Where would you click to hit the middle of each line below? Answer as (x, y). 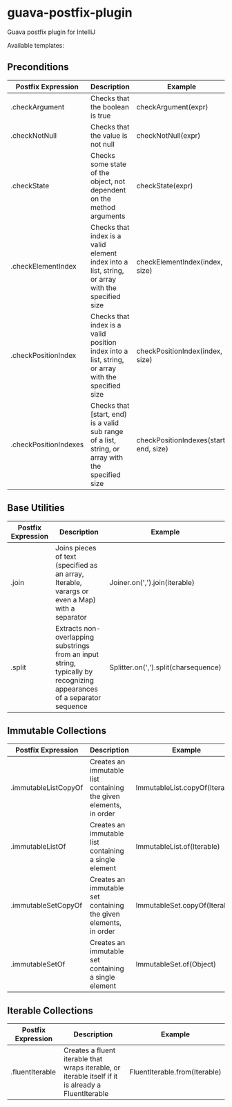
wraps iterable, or (92, 1068)
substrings (72, 645)
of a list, (103, 440)
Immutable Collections (57, 731)
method (103, 207)
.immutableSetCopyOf (47, 906)
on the (101, 199)
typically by (74, 672)
